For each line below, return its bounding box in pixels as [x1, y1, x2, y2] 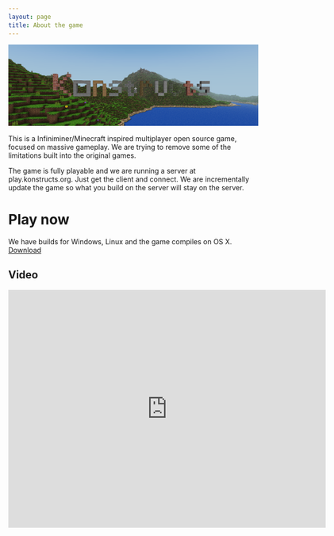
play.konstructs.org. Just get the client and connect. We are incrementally [8, 174, 250, 184]
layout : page [8, 13, 52, 21]
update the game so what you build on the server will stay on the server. [8, 182, 244, 192]
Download [8, 245, 42, 255]
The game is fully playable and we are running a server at [8, 166, 196, 175]
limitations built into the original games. [8, 151, 136, 160]
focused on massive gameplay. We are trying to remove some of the [8, 142, 232, 151]
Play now [8, 210, 70, 228]
